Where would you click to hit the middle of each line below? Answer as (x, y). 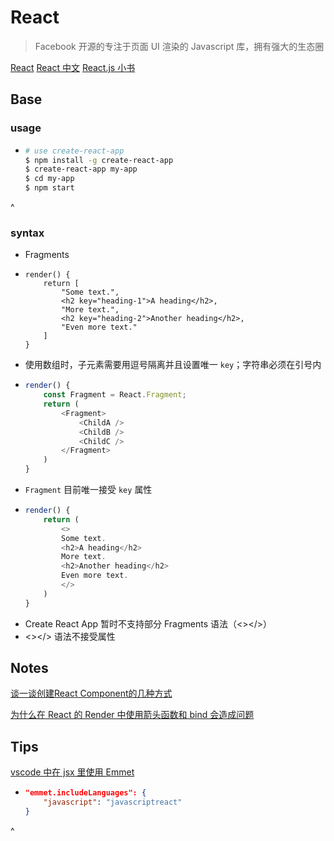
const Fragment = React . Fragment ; (115, 395)
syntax (27, 233)
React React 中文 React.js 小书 (73, 67)
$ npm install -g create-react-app (99, 160)
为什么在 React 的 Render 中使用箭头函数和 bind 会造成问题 (132, 715)
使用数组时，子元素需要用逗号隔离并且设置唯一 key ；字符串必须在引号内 (173, 365)
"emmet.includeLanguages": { (85, 793)
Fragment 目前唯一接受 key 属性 (88, 490)
